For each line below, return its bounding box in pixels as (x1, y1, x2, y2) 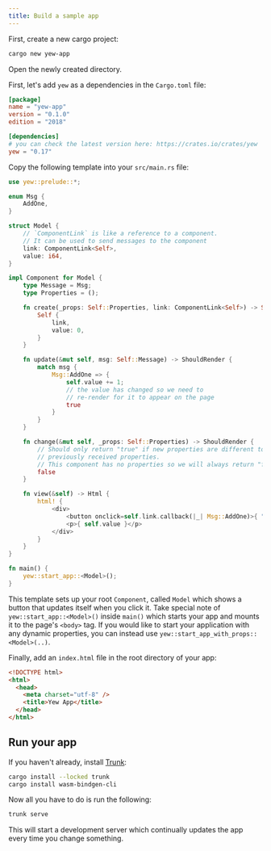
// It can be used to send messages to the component (23, 237, 207, 245)
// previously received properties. (37, 453, 161, 461)
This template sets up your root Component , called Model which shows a (8, 594, 242, 604)
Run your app (8, 736, 77, 749)
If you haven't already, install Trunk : (8, 757, 127, 767)
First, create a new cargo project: (8, 34, 119, 44)
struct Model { (8, 222, 60, 230)
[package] (8, 95, 42, 103)
